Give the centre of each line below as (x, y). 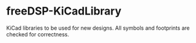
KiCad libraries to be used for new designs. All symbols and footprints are (98, 28)
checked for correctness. (38, 34)
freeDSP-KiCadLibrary (64, 11)
